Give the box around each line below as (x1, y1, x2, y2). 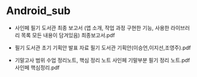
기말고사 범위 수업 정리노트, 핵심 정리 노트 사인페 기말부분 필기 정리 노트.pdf (14, 56, 190, 63)
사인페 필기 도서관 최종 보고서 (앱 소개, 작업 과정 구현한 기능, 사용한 (14, 24, 170, 31)
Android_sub (6, 4, 71, 18)
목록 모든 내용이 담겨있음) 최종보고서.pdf (21, 31, 115, 39)
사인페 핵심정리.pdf (14, 63, 60, 71)
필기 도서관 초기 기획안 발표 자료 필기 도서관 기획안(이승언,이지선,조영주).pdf (14, 44, 191, 51)
